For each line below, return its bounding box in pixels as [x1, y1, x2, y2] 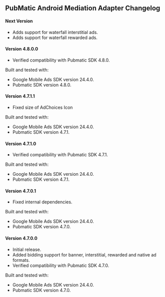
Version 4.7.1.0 [5, 140, 36, 147]
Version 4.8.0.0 [5, 46, 38, 52]
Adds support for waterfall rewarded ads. [12, 35, 97, 41]
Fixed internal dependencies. [12, 199, 72, 205]
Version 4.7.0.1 [5, 188, 36, 194]
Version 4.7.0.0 [5, 235, 37, 241]
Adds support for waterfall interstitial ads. [12, 29, 98, 35]
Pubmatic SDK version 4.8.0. [12, 82, 71, 88]
